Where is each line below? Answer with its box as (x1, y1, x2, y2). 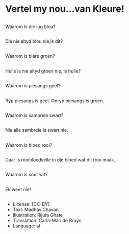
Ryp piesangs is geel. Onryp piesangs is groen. (5, 98, 105, 104)
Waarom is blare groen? (5, 53, 55, 59)
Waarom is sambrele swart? (5, 112, 64, 118)
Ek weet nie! (5, 186, 31, 192)
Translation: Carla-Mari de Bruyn (12, 218, 82, 224)
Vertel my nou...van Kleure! (5, 3, 124, 15)
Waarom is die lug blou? (5, 24, 56, 30)
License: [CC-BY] (12, 201, 50, 207)
